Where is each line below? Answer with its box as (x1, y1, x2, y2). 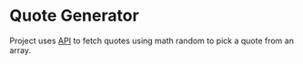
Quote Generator (9, 5, 139, 26)
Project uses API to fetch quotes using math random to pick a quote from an (9, 35, 294, 46)
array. (9, 44, 32, 55)
